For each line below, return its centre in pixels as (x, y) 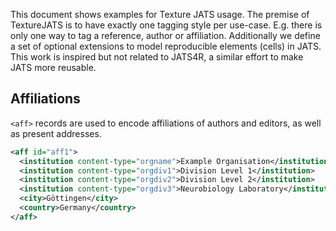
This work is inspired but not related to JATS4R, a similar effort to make (157, 57)
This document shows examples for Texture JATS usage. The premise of (160, 14)
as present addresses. (56, 133)
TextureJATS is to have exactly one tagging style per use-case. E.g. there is (166, 25)
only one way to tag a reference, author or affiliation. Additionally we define (165, 35)
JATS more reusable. (53, 67)
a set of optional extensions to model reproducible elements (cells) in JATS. (166, 46)
